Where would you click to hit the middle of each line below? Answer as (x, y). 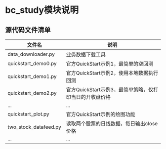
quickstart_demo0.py (32, 63)
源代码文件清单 (28, 30)
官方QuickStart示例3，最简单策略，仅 (110, 90)
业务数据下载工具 (86, 55)
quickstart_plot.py (28, 114)
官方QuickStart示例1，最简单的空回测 (110, 64)
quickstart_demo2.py (32, 93)
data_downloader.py (31, 54)
